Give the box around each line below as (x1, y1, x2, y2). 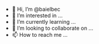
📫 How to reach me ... (11, 32, 68, 38)
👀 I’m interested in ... (11, 12, 63, 19)
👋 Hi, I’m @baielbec (11, 6, 61, 12)
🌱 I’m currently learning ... (11, 18, 76, 25)
